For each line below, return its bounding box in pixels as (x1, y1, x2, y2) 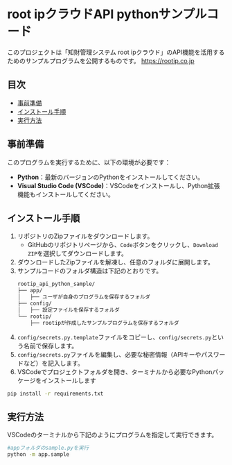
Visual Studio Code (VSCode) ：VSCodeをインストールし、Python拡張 (17, 181, 220, 189)
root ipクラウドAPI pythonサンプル (7, 6, 207, 22)
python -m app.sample (7, 451, 70, 458)
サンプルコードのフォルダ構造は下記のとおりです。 (17, 267, 163, 275)
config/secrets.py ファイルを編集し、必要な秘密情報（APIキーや (17, 350, 202, 358)
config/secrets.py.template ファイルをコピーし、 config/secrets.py (17, 332, 212, 341)
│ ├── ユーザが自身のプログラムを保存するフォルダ (17, 294, 151, 301)
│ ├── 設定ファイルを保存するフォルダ (17, 306, 120, 313)
